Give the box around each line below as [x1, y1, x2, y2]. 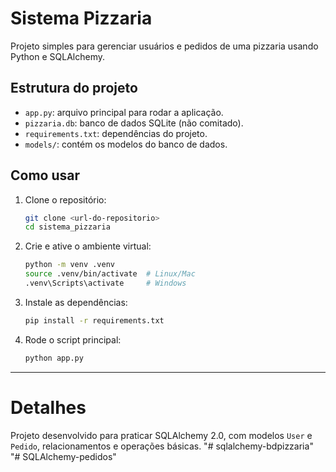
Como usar [10, 167, 81, 184]
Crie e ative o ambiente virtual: [24, 240, 152, 252]
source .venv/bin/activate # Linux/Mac [24, 269, 196, 279]
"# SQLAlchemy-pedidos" [10, 450, 117, 462]
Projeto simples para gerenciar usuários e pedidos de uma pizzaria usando [10, 40, 319, 52]
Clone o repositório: [24, 193, 107, 206]
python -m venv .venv [24, 260, 115, 270]
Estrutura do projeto [10, 80, 138, 97]
